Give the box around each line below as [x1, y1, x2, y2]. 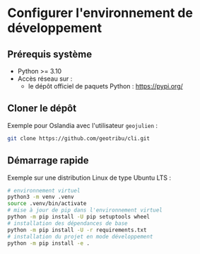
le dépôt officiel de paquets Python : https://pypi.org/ [28, 82, 184, 90]
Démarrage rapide [7, 154, 90, 167]
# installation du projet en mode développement [7, 233, 153, 240]
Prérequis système [7, 48, 93, 60]
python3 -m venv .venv [7, 193, 74, 201]
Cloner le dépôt [7, 103, 76, 115]
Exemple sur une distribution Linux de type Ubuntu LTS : [7, 173, 172, 182]
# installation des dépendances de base [7, 219, 129, 227]
